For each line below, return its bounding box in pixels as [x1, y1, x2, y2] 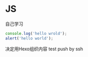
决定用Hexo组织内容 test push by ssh [5, 46, 83, 52]
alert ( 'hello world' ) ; [5, 35, 53, 41]
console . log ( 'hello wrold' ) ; [5, 31, 67, 36]
